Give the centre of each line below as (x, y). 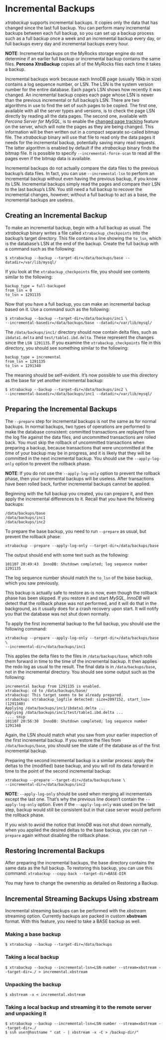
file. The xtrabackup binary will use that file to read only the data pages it (80, 137)
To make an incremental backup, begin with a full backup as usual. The (78, 227)
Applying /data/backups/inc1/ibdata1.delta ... (55, 708)
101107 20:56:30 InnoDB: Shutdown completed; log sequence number (77, 721)
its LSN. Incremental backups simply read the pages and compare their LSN (83, 184)
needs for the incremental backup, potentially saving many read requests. (81, 142)
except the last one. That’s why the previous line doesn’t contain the (75, 799)
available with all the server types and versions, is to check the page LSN (80, 111)
